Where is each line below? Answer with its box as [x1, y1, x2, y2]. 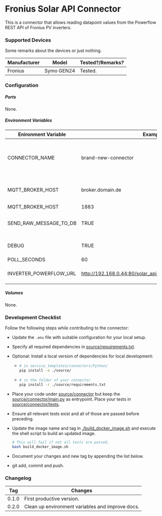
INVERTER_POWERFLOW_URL [7, 270, 76, 277]
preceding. [12, 416, 34, 421]
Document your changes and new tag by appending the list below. [12, 453, 144, 459]
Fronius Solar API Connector [5, 3, 121, 15]
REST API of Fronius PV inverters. [5, 24, 72, 30]
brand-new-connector [81, 154, 134, 161]
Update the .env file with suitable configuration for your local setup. [12, 335, 147, 340]
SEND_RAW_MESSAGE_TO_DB [7, 220, 77, 226]
